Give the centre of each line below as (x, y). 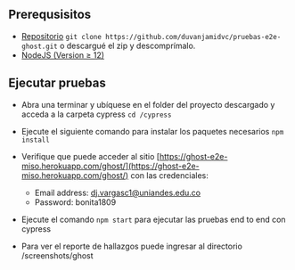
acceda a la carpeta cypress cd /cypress (96, 114)
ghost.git (40, 46)
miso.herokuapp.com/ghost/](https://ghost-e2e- (110, 166)
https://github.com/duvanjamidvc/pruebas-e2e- (193, 37)
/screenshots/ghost (57, 255)
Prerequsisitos (50, 15)
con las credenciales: (169, 175)
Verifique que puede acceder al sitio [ (90, 156)
